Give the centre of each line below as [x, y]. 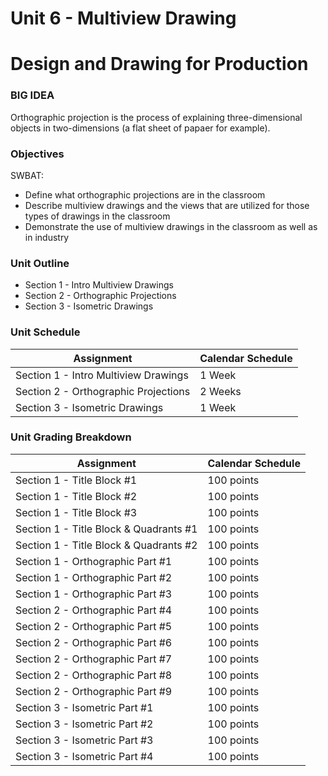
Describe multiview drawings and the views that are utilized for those [167, 205]
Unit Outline [40, 263]
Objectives [37, 154]
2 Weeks [220, 391]
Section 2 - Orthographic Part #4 [94, 610]
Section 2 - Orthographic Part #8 [94, 675]
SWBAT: [27, 175]
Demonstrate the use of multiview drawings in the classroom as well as [171, 226]
